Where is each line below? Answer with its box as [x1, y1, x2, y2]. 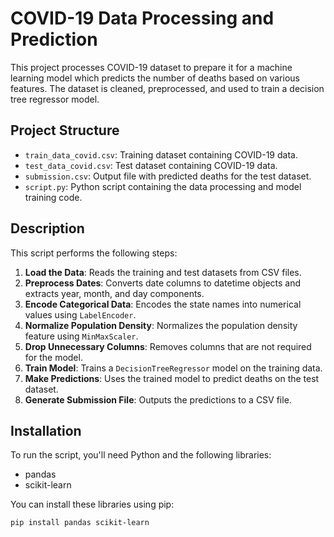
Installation [10, 422, 82, 439]
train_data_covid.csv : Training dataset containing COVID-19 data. [24, 148, 298, 161]
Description [10, 220, 85, 237]
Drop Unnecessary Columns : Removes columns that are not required [24, 340, 312, 352]
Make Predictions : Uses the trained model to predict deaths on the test [24, 372, 320, 384]
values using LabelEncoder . [24, 308, 137, 321]
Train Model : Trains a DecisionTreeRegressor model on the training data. [24, 362, 323, 374]
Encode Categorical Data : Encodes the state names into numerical [24, 298, 302, 310]
